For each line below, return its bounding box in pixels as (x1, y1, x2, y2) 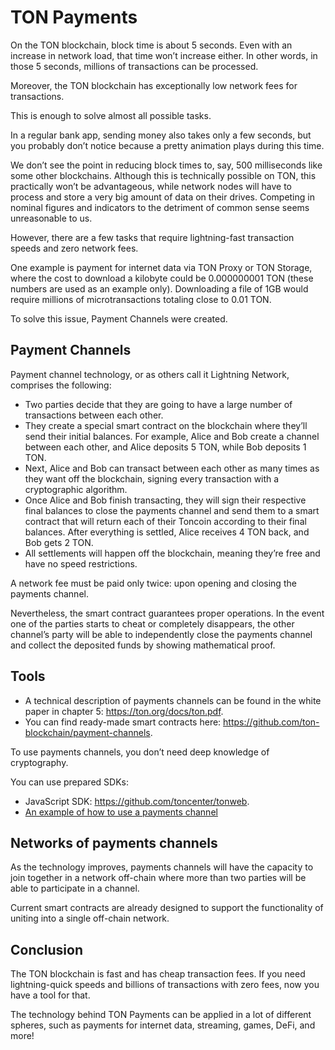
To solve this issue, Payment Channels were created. (10, 312, 228, 325)
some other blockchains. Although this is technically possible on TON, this (10, 169, 317, 181)
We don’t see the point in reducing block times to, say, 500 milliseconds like (10, 159, 323, 171)
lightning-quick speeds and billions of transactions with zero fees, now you (10, 979, 320, 991)
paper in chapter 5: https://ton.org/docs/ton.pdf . (24, 705, 224, 717)
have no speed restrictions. (24, 557, 138, 570)
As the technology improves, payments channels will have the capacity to (10, 861, 314, 873)
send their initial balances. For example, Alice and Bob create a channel (24, 430, 320, 442)
